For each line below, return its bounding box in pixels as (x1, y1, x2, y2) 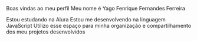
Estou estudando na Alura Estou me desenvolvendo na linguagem (6, 16, 166, 23)
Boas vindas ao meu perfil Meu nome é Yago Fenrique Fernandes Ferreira (6, 5, 186, 12)
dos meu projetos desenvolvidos (6, 28, 86, 35)
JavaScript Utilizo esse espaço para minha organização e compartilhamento (6, 23, 192, 29)
